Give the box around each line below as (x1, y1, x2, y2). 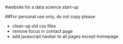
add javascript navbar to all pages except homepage (12, 34, 119, 39)
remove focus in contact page (12, 28, 73, 34)
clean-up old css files (12, 23, 56, 29)
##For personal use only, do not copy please (5, 14, 96, 19)
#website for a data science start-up (5, 4, 79, 10)
